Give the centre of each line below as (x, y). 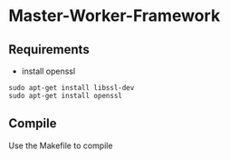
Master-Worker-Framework (115, 16)
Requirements (49, 50)
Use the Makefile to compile (61, 145)
